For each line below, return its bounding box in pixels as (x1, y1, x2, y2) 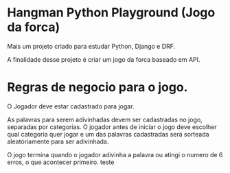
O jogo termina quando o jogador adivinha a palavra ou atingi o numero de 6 (7, 150, 223, 159)
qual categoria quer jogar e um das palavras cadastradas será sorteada (7, 130, 209, 138)
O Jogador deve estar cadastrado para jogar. (7, 102, 135, 111)
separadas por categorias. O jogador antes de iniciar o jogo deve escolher (7, 122, 218, 131)
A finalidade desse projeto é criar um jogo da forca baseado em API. (7, 55, 200, 63)
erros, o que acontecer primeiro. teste (7, 158, 115, 166)
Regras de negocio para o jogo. (7, 80, 188, 95)
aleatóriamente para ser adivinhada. (7, 137, 109, 146)
